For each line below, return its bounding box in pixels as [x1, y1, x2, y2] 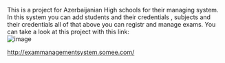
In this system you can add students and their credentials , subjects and [7, 13, 211, 21]
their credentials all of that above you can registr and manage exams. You [7, 21, 216, 28]
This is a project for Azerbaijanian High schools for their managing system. [7, 6, 219, 14]
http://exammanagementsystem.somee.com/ [7, 48, 135, 56]
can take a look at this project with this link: [7, 27, 129, 36]
